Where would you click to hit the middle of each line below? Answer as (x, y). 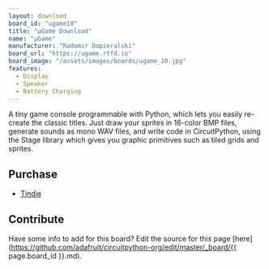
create (19, 123)
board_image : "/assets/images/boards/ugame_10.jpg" (97, 62)
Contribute (36, 219)
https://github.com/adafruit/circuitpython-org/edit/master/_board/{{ (124, 247)
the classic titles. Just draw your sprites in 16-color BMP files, (134, 123)
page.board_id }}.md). (45, 256)
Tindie (31, 194)
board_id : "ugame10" (43, 23)
